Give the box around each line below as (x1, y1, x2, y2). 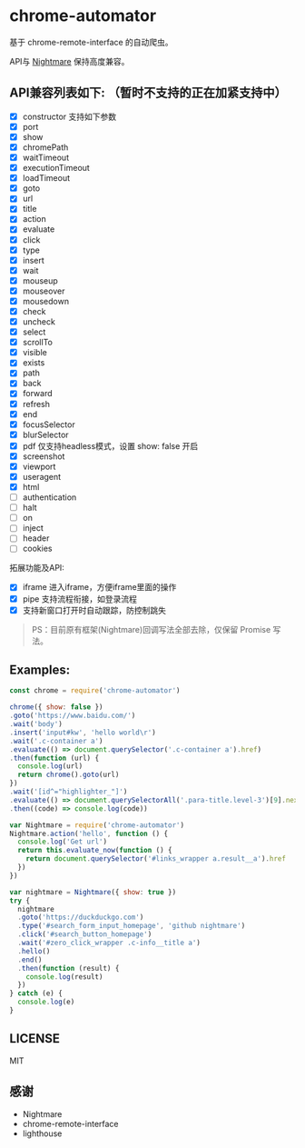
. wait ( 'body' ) (9, 720, 64, 729)
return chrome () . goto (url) (17, 770, 120, 780)
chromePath (22, 142, 69, 153)
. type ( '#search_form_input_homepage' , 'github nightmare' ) (17, 922, 246, 931)
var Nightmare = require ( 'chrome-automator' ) (9, 820, 184, 830)
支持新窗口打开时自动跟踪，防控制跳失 (22, 604, 166, 615)
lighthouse (22, 1128, 63, 1139)
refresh (22, 398, 51, 409)
